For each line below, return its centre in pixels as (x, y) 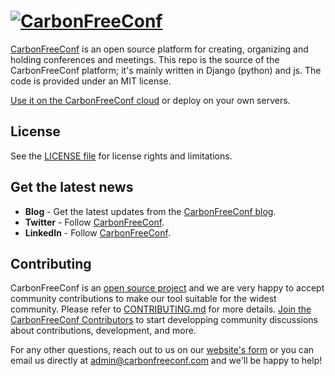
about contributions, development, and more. (103, 331)
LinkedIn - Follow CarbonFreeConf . (97, 232)
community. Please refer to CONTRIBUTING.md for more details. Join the (161, 309)
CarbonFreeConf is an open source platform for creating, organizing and (159, 49)
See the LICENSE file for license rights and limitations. (121, 156)
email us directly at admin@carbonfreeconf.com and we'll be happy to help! (166, 361)
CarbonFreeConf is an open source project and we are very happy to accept (167, 288)
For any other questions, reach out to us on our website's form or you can (162, 350)
